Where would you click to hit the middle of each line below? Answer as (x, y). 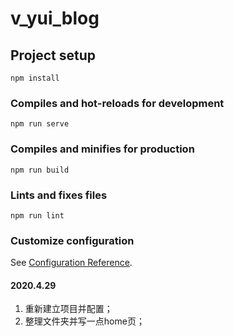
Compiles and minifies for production (102, 149)
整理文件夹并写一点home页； (84, 321)
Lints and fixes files (59, 195)
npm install (35, 78)
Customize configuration (72, 240)
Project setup (53, 55)
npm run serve (40, 124)
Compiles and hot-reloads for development (117, 103)
